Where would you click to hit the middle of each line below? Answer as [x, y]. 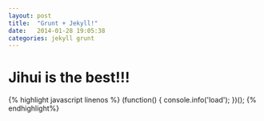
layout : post [30, 16]
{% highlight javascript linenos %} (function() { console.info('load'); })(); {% [132, 100]
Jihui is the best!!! [69, 78]
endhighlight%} [34, 108]
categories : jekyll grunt [51, 38]
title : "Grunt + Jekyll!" [53, 23]
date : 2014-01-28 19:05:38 [57, 30]
